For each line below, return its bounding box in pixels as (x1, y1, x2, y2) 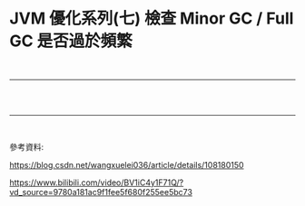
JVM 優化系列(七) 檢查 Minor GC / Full (9, 8, 294, 29)
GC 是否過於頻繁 (9, 31, 133, 51)
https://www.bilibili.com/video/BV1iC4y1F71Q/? (9, 177, 184, 188)
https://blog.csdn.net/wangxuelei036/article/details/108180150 (9, 159, 244, 170)
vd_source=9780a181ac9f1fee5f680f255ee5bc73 (9, 186, 193, 197)
